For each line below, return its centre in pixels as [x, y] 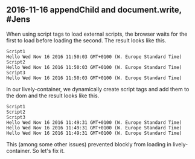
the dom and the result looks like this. [53, 96]
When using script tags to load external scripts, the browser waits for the [97, 34]
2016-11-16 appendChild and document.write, [94, 10]
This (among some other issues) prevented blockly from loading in [89, 144]
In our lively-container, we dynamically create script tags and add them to [98, 89]
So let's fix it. [49, 151]
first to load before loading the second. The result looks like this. [86, 40]
